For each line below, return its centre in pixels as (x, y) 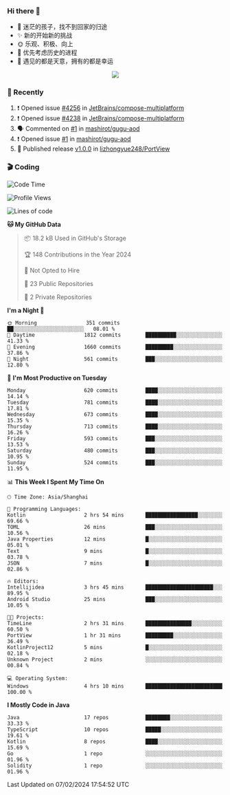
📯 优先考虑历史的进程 (47, 53)
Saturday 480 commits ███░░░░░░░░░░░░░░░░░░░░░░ (115, 450)
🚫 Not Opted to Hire (52, 270)
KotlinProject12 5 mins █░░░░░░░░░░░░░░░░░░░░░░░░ (115, 647)
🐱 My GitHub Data (34, 224)
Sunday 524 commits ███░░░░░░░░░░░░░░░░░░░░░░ (115, 462)
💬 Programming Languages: (44, 509)
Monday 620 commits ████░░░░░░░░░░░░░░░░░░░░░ (115, 390)
